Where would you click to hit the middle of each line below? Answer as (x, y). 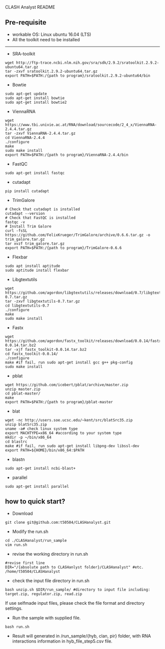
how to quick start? (35, 501)
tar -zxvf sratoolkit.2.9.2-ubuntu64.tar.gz (51, 71)
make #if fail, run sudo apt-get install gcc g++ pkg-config (69, 362)
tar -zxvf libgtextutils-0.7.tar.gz (42, 301)
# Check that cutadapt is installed (42, 209)
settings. (14, 608)
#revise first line (25, 563)
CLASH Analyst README (30, 7)
